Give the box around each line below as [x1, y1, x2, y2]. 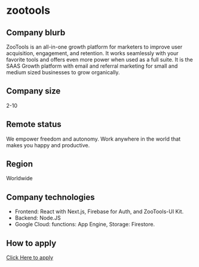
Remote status [6, 119, 62, 129]
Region [6, 159, 33, 169]
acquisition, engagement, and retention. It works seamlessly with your [6, 50, 179, 57]
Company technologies [6, 192, 95, 202]
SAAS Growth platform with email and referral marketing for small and [6, 62, 178, 69]
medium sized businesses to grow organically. [6, 69, 120, 75]
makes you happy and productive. [6, 141, 90, 148]
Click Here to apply [6, 254, 54, 261]
